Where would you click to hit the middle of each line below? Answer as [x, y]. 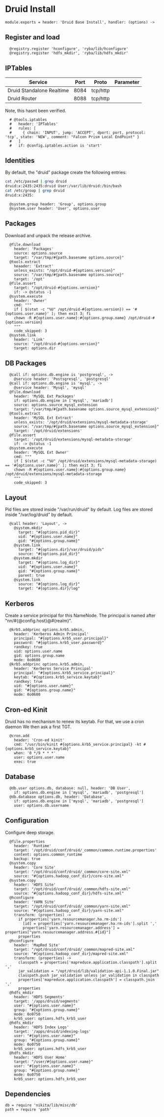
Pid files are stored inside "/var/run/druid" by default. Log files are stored [79, 510]
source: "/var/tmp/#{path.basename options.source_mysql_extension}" [87, 426]
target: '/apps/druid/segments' [47, 1001]
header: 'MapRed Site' [37, 945]
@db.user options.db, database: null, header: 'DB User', [70, 788]
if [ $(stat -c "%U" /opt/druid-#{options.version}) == [72, 309]
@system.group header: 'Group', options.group [58, 204]
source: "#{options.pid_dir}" [49, 554]
